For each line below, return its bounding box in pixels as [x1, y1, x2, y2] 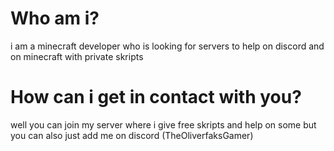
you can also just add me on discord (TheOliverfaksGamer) [10, 129, 254, 141]
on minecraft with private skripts [10, 50, 144, 62]
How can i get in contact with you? [10, 86, 302, 109]
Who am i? [10, 7, 100, 30]
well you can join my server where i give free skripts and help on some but [10, 118, 317, 131]
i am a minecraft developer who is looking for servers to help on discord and [10, 40, 325, 52]
